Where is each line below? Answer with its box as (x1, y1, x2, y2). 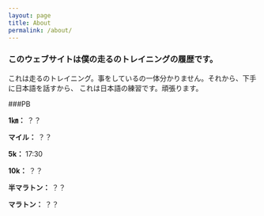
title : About (8, 19, 51, 27)
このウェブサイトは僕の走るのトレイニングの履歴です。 (8, 54, 218, 65)
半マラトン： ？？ (8, 183, 66, 192)
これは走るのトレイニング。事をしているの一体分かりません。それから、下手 (8, 73, 257, 83)
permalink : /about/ (8, 26, 73, 34)
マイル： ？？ (8, 132, 52, 142)
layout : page (8, 11, 51, 20)
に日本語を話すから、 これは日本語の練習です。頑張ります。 (8, 83, 203, 93)
